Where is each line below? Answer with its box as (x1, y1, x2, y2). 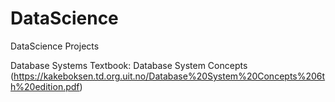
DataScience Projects (10, 40, 100, 52)
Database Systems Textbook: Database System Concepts (10, 59, 248, 71)
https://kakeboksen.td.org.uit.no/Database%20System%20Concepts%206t (13, 70, 326, 82)
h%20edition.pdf (10, 80, 80, 92)
